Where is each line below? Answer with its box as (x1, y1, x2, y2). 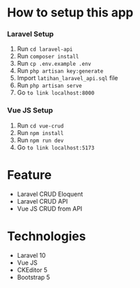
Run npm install (16, 128, 64, 136)
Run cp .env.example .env (16, 60, 92, 68)
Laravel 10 (16, 251, 46, 259)
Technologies (7, 228, 87, 244)
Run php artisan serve (16, 81, 82, 90)
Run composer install (16, 52, 79, 60)
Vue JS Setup (7, 106, 53, 115)
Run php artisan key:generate (16, 67, 104, 75)
